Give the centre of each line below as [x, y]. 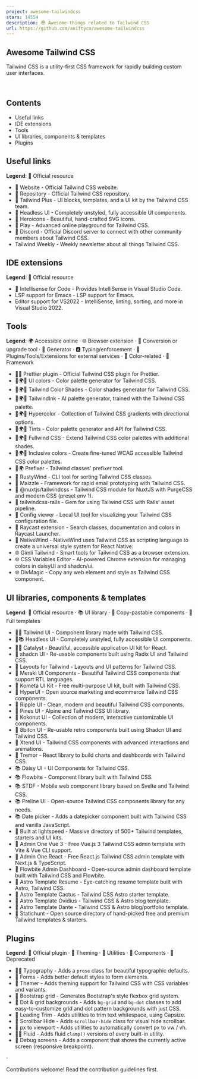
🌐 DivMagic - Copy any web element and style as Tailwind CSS [92, 572]
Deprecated [21, 959]
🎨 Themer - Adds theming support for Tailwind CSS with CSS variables [101, 983]
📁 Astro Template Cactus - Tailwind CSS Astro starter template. [92, 895]
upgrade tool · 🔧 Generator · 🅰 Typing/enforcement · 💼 [73, 350]
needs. [23, 810]
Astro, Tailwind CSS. [40, 888]
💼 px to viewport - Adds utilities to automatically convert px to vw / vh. [101, 1027]
